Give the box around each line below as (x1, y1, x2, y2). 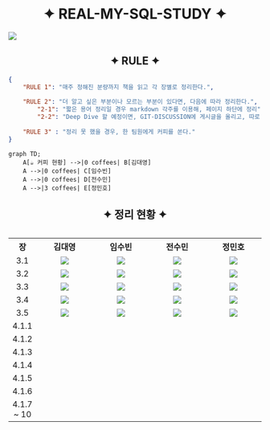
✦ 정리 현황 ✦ (103, 208, 167, 222)
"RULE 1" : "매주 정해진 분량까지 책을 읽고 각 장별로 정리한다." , (22, 83, 215, 91)
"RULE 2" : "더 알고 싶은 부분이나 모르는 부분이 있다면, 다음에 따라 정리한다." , (22, 98, 258, 106)
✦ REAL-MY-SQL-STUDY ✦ (43, 5, 227, 23)
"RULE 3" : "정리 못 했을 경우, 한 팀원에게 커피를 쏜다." (22, 128, 196, 136)
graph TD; (8, 149, 42, 158)
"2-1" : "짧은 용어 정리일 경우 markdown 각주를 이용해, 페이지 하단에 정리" (37, 105, 261, 113)
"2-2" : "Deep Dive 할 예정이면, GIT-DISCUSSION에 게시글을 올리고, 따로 (37, 113, 260, 121)
